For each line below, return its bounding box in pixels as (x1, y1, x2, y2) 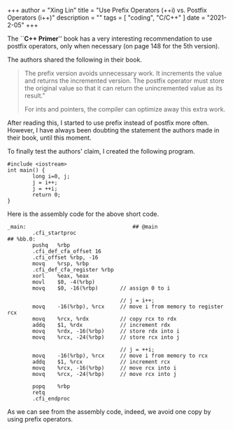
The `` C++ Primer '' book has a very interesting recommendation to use (7, 34, 212, 43)
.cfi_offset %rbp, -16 (32, 254, 99, 261)
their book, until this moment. (7, 133, 92, 142)
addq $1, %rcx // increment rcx (32, 358, 171, 365)
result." (24, 91, 45, 100)
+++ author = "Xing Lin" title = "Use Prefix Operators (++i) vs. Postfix (7, 6, 208, 14)
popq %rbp (32, 383, 71, 390)
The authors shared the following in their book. (7, 55, 142, 64)
